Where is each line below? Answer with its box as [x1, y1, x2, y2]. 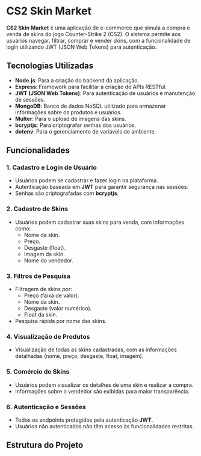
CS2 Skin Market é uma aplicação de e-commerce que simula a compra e [6, 24, 191, 31]
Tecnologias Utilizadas [6, 61, 94, 71]
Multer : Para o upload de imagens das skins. [14, 115, 126, 122]
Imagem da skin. [23, 250, 65, 257]
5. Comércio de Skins [6, 368, 70, 376]
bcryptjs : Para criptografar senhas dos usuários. [14, 122, 137, 129]
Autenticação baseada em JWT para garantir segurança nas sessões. [14, 183, 188, 191]
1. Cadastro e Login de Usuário [6, 164, 97, 172]
